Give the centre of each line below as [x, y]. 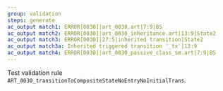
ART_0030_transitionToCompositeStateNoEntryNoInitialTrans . [97, 80]
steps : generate [31, 20]
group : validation [34, 14]
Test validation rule [35, 72]
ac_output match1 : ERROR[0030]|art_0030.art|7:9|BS [85, 27]
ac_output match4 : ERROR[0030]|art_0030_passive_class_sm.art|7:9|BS [112, 53]
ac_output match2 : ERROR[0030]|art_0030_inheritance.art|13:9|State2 [112, 33]
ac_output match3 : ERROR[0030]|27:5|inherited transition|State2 [105, 40]
